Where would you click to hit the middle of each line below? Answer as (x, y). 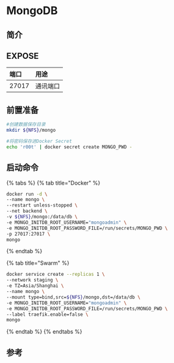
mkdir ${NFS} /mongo (31, 130)
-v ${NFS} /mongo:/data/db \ (42, 217)
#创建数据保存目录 (26, 124)
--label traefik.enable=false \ (47, 314)
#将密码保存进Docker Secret (39, 141)
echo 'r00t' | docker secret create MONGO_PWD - (69, 147)
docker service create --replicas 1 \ (56, 274)
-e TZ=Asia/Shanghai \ (35, 286)
